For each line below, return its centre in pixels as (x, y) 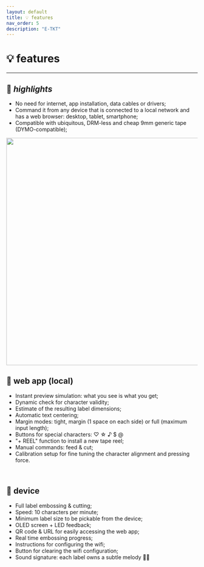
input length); (32, 428)
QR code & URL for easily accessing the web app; (77, 531)
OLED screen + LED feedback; (53, 525)
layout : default (27, 12)
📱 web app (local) (40, 381)
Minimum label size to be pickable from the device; (79, 518)
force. (22, 460)
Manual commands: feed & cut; (54, 447)
